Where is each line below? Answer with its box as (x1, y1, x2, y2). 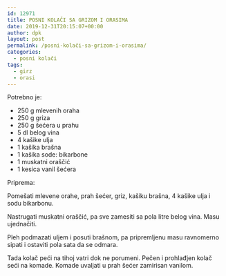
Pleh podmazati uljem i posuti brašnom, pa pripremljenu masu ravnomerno (7, 233, 220, 241)
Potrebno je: (7, 93, 42, 101)
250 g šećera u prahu (17, 121, 79, 130)
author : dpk (7, 29, 41, 37)
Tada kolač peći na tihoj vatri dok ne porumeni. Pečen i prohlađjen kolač (7, 254, 212, 262)
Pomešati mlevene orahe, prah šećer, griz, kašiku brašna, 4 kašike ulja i (7, 192, 211, 200)
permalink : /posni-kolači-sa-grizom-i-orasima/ (7, 42, 147, 49)
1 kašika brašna (17, 143, 62, 152)
